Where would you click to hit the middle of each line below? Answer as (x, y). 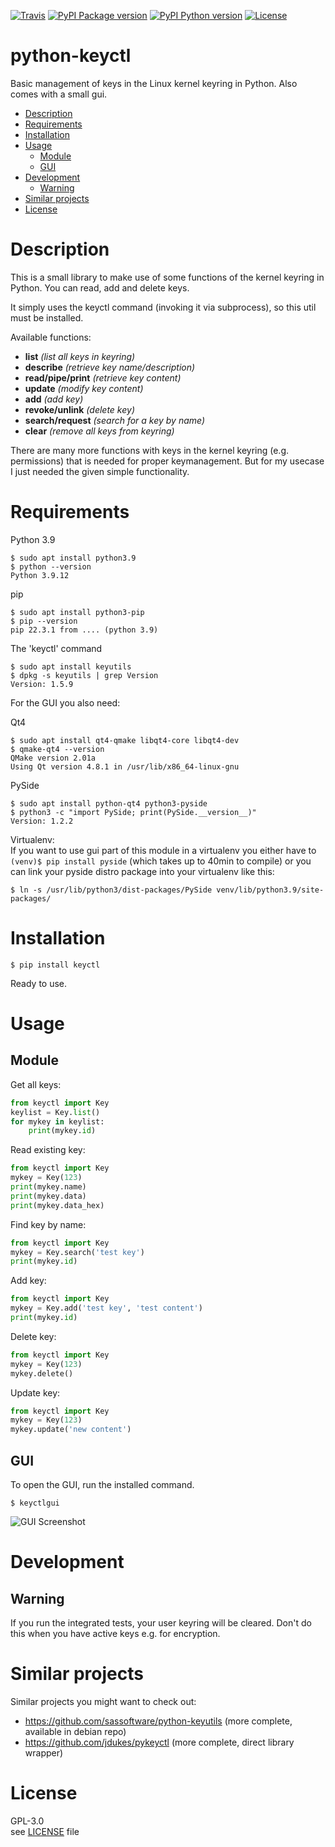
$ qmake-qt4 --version (57, 749)
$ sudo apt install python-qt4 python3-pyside (109, 803)
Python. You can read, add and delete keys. (100, 287)
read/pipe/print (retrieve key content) (103, 377)
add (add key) (54, 399)
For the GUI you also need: (65, 702)
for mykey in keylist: (57, 1121)
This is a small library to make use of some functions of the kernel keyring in (167, 277)
